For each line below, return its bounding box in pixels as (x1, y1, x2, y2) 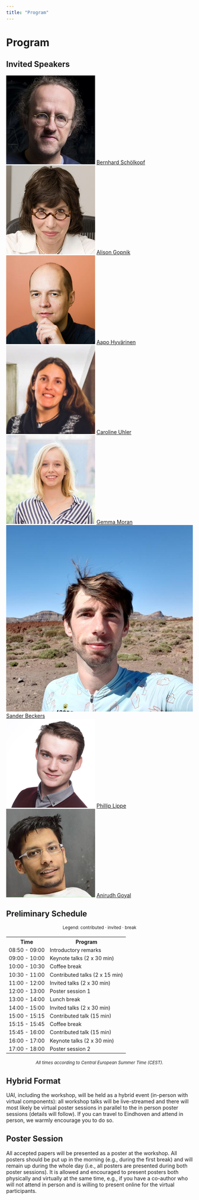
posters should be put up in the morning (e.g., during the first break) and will (6, 1156, 193, 1163)
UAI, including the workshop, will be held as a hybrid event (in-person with (6, 1092, 188, 1099)
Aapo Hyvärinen (96, 338, 136, 346)
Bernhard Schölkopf (96, 159, 146, 166)
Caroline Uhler (96, 428, 132, 435)
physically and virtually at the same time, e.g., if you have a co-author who (6, 1175, 188, 1182)
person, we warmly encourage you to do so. (6, 1117, 114, 1124)
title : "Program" (6, 9, 49, 15)
